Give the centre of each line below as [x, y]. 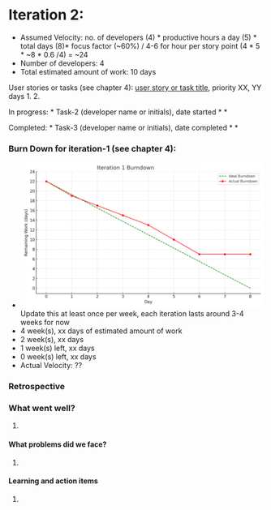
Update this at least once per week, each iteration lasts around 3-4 [132, 314]
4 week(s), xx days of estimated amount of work [101, 331]
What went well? [42, 408]
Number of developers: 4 [62, 63]
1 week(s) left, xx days [57, 348]
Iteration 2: [46, 15]
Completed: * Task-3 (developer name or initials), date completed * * [123, 127]
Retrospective [37, 387]
